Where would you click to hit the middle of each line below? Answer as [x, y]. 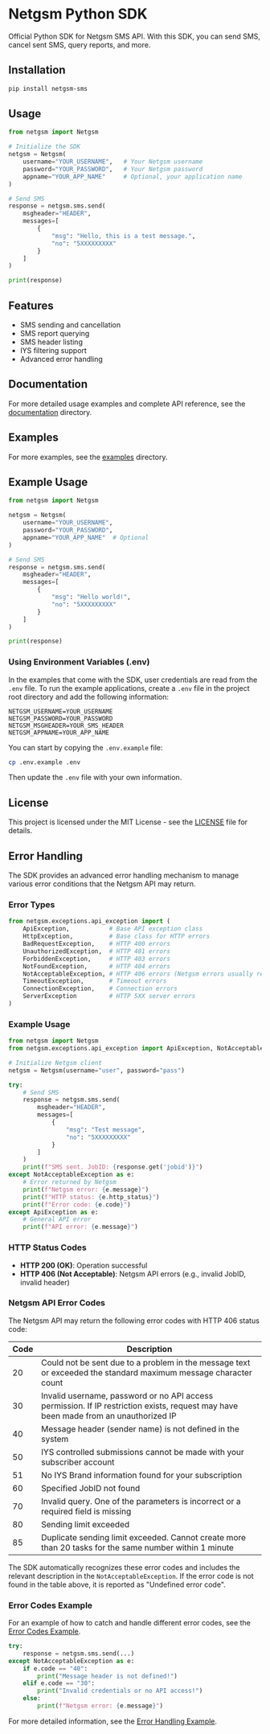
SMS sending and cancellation [70, 325]
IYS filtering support [53, 350]
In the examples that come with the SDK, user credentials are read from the [133, 680]
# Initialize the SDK [45, 147]
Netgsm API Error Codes [57, 1303]
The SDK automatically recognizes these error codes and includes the [124, 1567]
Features [31, 305]
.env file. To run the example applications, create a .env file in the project [129, 688]
